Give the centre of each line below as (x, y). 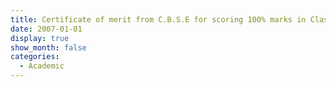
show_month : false (48, 47)
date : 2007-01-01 (46, 29)
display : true (40, 38)
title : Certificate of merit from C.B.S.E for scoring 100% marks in (158, 19)
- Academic (42, 66)
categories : (35, 57)
